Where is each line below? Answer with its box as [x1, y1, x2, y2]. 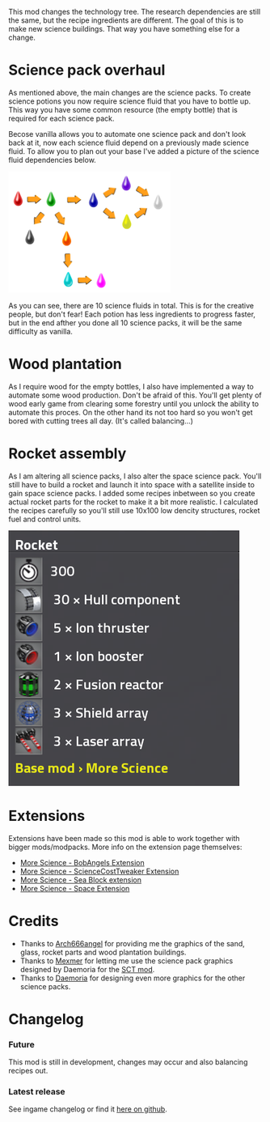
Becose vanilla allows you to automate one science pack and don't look [8, 129, 247, 138]
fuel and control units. [8, 514, 82, 524]
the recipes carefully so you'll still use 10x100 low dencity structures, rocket [8, 505, 260, 515]
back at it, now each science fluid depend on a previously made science [8, 138, 249, 147]
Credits [8, 912, 59, 930]
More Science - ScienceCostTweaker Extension [19, 866, 179, 876]
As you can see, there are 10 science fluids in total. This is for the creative [8, 300, 255, 310]
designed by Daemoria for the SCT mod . [19, 964, 155, 974]
